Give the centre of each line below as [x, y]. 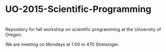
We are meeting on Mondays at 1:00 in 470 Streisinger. [63, 44]
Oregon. [14, 35]
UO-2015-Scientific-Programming [78, 9]
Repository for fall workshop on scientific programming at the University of [83, 29]
